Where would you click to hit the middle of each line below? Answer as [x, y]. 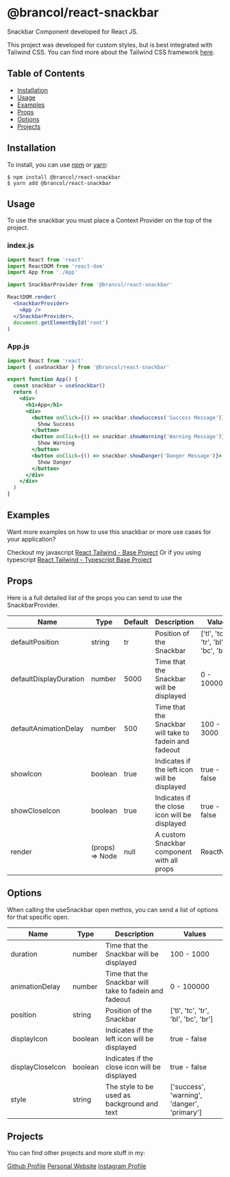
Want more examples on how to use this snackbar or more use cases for [109, 531]
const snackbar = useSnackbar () [60, 386]
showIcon [26, 774]
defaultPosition [35, 642]
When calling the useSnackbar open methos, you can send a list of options [113, 909]
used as [118, 1095]
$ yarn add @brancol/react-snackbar [59, 183]
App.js [18, 346]
